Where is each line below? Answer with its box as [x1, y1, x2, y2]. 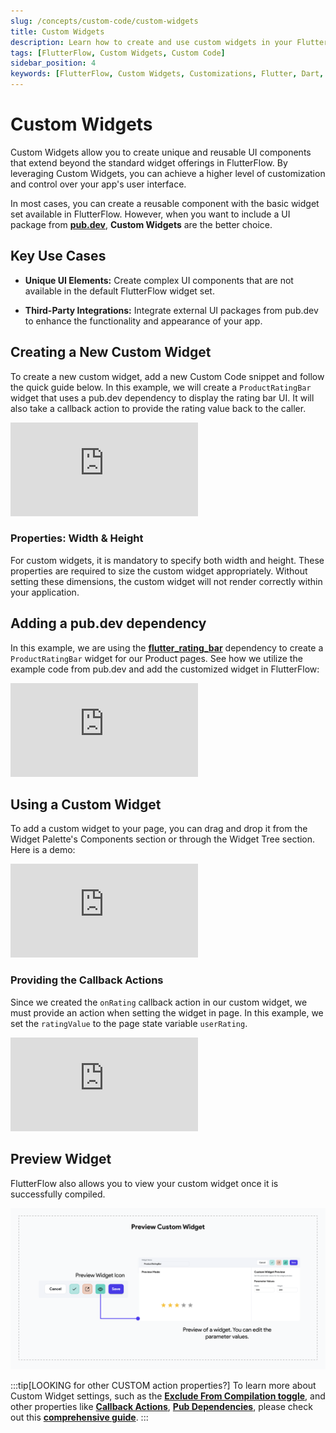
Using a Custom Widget [10, 796, 162, 814]
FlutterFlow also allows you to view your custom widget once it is [10, 1177, 279, 1189]
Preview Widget [10, 1151, 112, 1168]
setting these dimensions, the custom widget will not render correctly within [10, 575, 323, 587]
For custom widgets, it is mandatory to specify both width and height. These [10, 554, 325, 566]
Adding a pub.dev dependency [10, 615, 207, 632]
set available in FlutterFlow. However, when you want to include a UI [10, 208, 291, 220]
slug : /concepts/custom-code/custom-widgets [10, 16, 199, 26]
